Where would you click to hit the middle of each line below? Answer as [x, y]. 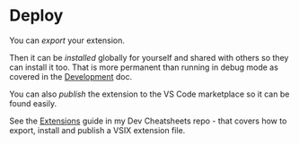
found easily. [33, 103]
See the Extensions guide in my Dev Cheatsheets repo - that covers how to [148, 121]
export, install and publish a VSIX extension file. [97, 130]
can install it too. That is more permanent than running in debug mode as [144, 67]
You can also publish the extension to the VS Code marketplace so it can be [149, 94]
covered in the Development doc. [71, 76]
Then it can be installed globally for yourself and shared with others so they [149, 57]
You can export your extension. [67, 40]
